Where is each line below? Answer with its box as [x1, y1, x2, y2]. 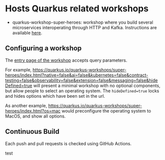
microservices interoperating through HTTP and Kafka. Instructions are [12, 24, 157, 30]
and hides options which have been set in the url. [5, 93, 105, 99]
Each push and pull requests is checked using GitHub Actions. [5, 140, 132, 146]
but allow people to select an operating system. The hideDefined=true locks [5, 87, 160, 94]
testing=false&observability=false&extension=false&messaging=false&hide [5, 77, 158, 83]
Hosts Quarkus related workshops [5, 3, 149, 14]
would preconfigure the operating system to [61, 108, 152, 114]
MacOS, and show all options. [5, 113, 66, 119]
